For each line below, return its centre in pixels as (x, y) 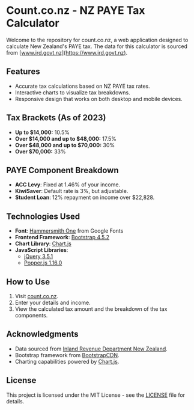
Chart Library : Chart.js (43, 243)
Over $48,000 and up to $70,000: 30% (65, 145)
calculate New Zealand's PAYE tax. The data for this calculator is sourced (97, 46)
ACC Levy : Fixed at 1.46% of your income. (68, 185)
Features (23, 72)
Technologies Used (43, 216)
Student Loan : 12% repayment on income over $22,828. (85, 197)
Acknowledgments (43, 334)
